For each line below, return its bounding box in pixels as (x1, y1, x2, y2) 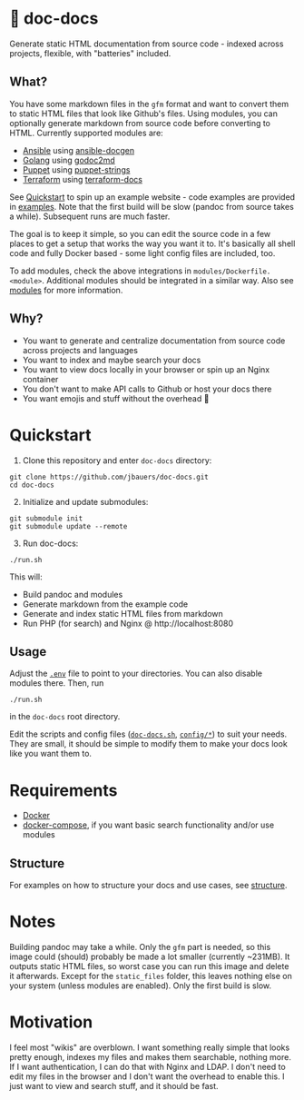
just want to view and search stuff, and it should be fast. (9, 1080, 219, 1091)
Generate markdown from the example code (22, 599, 189, 609)
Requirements (9, 780, 118, 800)
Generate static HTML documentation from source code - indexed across (9, 38, 284, 49)
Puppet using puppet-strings (22, 164, 131, 175)
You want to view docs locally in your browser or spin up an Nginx (22, 363, 270, 375)
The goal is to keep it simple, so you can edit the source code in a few (9, 228, 270, 239)
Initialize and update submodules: (22, 496, 149, 507)
